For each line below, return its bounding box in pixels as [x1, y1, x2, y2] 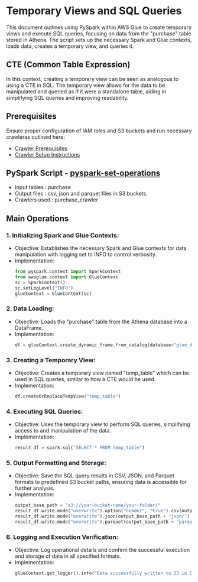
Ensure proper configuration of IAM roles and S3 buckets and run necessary [6, 127, 192, 134]
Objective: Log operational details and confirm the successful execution [14, 547, 190, 554]
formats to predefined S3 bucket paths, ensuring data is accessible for [14, 479, 187, 486]
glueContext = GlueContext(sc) [14, 291, 92, 297]
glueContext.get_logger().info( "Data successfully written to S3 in [14, 570, 187, 577]
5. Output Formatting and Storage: [6, 459, 106, 467]
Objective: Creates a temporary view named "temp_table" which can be [14, 369, 189, 376]
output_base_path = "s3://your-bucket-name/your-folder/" [14, 502, 161, 509]
